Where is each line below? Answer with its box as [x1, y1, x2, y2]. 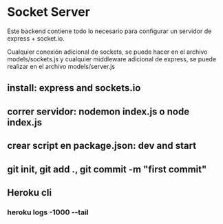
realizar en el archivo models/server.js [7, 62, 116, 70]
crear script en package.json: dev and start [7, 140, 197, 152]
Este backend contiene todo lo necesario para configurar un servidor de [7, 27, 212, 35]
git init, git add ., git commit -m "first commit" [7, 163, 207, 175]
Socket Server [7, 4, 91, 20]
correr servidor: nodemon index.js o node [7, 105, 190, 117]
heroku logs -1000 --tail [7, 207, 89, 217]
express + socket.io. [7, 34, 65, 42]
